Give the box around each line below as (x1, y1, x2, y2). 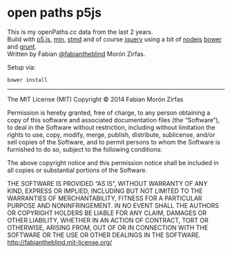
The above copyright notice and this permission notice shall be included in (7, 158, 219, 167)
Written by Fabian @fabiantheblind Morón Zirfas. (7, 50, 146, 58)
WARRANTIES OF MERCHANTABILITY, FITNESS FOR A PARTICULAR (7, 194, 202, 202)
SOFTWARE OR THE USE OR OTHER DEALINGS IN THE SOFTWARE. (7, 230, 201, 239)
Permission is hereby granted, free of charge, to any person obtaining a (7, 109, 211, 117)
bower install (7, 76, 48, 84)
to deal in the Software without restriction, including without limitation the (7, 123, 215, 131)
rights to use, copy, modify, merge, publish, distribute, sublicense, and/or (7, 130, 215, 139)
